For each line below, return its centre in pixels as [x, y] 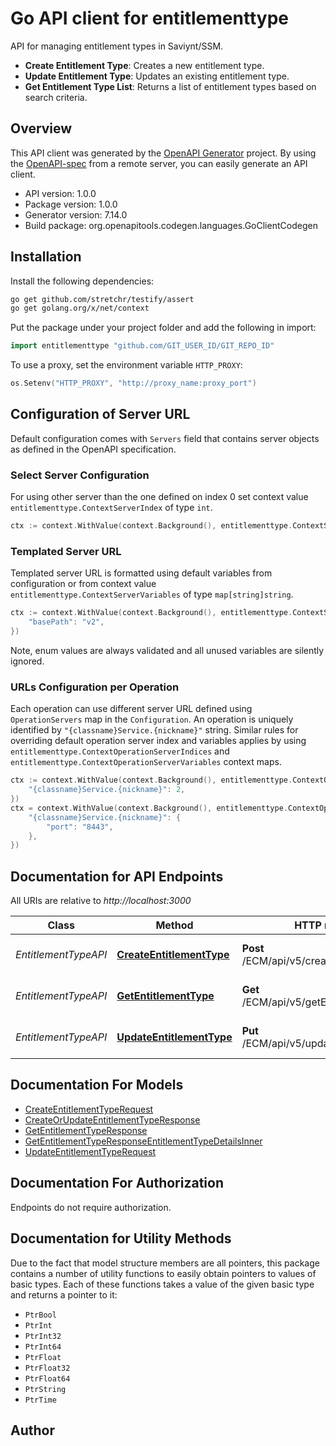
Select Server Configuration [80, 475]
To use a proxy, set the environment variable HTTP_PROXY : [126, 365]
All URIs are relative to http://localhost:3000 [101, 901]
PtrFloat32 [47, 1368]
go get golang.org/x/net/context [80, 308]
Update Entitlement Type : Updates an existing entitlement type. [157, 76]
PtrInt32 [43, 1336]
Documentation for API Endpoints [117, 876]
